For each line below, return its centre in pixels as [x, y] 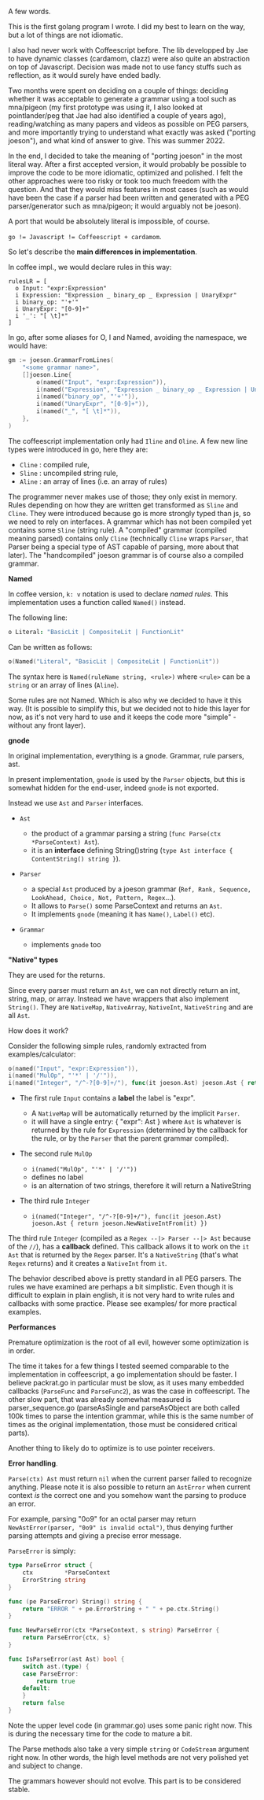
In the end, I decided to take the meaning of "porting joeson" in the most [125, 156]
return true [56, 1681]
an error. [22, 1504]
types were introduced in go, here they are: [78, 449]
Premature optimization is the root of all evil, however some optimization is [128, 1343]
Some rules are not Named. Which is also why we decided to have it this [125, 700]
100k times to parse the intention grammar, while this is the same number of [131, 1416]
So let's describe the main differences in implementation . [103, 252]
